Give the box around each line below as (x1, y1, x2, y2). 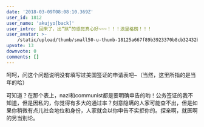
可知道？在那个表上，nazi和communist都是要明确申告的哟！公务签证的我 (6, 91, 188, 99)
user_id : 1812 (6, 15, 42, 21)
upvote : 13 (6, 43, 34, 49)
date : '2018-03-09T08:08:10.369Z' (6, 8, 94, 15)
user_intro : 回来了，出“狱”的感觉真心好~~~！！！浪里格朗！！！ (6, 25, 152, 32)
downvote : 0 (6, 48, 36, 54)
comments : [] (6, 54, 39, 60)
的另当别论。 (6, 114, 38, 122)
